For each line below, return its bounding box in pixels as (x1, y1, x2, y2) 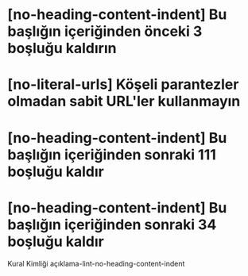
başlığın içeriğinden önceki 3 (7, 22, 203, 40)
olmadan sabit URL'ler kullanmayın (7, 93, 241, 110)
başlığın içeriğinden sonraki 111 (7, 145, 216, 163)
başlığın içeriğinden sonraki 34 (7, 216, 217, 233)
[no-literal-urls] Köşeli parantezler (7, 75, 239, 94)
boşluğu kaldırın (7, 40, 117, 57)
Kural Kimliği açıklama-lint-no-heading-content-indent (7, 259, 185, 268)
